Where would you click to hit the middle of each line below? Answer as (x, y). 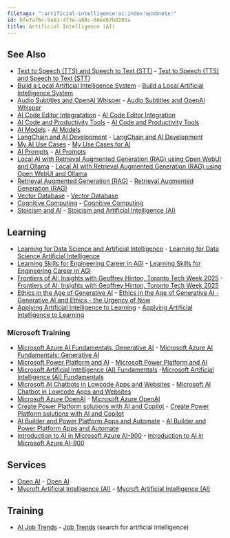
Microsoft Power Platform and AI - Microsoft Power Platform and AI (112, 363)
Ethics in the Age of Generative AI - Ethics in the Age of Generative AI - (118, 293)
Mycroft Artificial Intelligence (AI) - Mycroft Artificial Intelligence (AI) (114, 489)
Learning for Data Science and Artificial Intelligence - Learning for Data (118, 249)
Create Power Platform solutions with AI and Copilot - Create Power (113, 406)
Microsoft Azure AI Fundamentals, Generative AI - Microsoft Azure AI (115, 348)
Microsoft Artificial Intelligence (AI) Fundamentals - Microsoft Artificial (116, 369)
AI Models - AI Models (49, 130)
